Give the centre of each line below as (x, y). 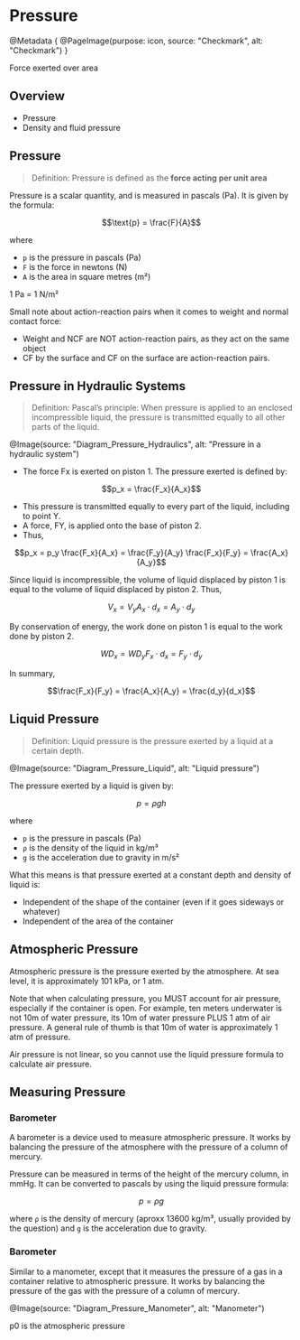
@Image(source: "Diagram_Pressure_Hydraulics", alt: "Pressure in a (135, 444)
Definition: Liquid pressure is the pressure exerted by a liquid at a (152, 740)
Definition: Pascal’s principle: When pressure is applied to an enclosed (162, 408)
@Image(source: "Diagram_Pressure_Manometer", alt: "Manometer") (137, 1308)
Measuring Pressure (68, 1092)
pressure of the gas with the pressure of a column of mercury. (125, 1290)
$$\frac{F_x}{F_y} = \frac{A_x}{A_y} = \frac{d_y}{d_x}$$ (151, 691)
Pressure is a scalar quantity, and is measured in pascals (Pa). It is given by (149, 195)
